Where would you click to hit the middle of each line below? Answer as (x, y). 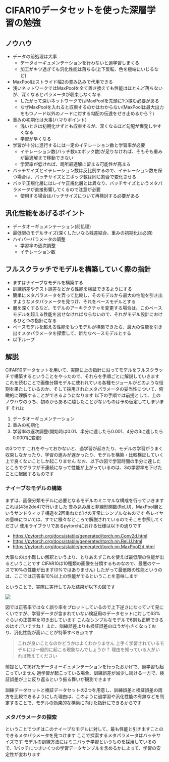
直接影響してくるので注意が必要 (68, 189)
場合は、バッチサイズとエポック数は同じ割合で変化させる (77, 177)
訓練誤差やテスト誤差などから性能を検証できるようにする (72, 289)
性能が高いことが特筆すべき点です (58, 632)
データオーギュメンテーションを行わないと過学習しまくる (80, 63)
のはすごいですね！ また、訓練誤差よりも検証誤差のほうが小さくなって (79, 626)
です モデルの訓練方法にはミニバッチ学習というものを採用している (83, 742)
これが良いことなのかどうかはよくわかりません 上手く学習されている (89, 643)
